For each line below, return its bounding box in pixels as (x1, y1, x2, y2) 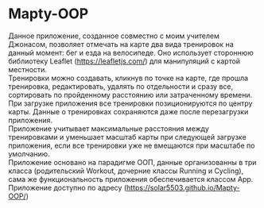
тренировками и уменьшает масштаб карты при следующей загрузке (8, 132, 247, 141)
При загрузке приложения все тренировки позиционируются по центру (8, 98, 253, 108)
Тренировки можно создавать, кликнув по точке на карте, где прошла (8, 73, 249, 83)
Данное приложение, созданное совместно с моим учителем (8, 31, 220, 40)
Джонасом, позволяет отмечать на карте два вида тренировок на (8, 39, 234, 48)
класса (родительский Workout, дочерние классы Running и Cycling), (8, 166, 244, 175)
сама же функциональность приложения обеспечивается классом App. (8, 174, 254, 183)
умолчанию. (8, 148, 50, 159)
